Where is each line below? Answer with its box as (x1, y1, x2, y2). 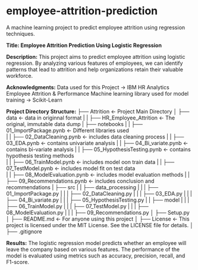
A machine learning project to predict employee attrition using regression (6, 24, 186, 31)
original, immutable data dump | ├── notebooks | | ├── (6, 120, 143, 127)
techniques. (6, 30, 35, 37)
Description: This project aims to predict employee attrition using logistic (6, 53, 186, 60)
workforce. (6, 72, 33, 79)
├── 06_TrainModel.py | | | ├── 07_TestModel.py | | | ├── (6, 202, 149, 209)
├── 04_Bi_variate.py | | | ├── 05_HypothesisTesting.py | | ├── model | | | (6, 196, 190, 203)
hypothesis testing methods (6, 152, 74, 159)
